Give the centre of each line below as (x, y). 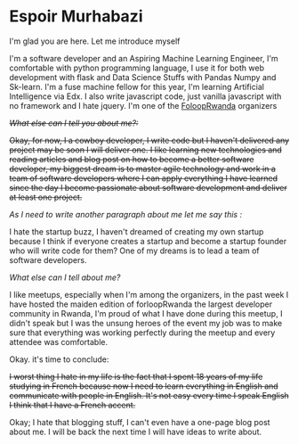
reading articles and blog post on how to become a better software (132, 159)
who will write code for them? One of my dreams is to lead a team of (134, 251)
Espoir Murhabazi (76, 16)
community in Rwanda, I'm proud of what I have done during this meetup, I (146, 313)
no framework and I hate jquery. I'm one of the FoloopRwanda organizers (143, 105)
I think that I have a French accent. (72, 405)
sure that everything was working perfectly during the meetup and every (142, 333)
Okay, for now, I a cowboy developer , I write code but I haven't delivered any (149, 140)
